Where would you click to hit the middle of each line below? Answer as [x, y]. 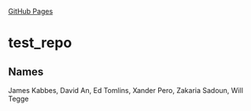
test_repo [40, 43]
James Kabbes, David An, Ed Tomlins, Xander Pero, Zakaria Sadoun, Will [126, 90]
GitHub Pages [31, 11]
